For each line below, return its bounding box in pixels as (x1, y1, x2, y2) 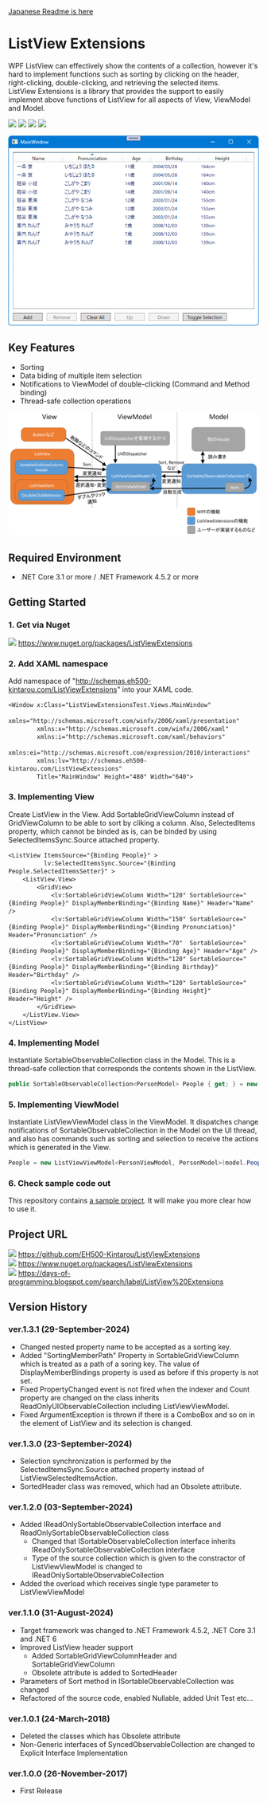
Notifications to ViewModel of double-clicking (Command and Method (19, 379, 250, 389)
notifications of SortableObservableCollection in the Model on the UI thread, (8, 1125, 257, 1135)
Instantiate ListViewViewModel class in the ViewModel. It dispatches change (8, 1117, 259, 1127)
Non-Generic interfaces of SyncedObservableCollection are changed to (19, 1740, 256, 1749)
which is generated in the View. (8, 1143, 111, 1152)
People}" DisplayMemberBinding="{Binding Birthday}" (40, 963, 219, 971)
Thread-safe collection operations (19, 396, 132, 406)
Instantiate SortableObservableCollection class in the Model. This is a (8, 1055, 236, 1065)
